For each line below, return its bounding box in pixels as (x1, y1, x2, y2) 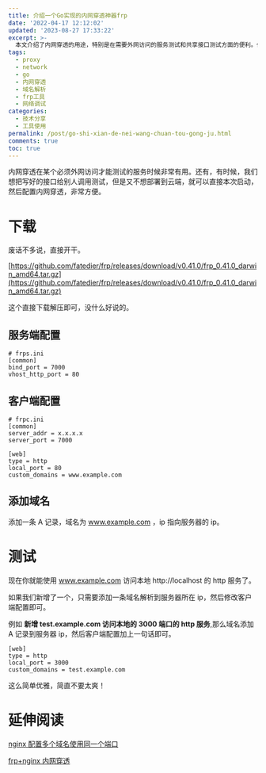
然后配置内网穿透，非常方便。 (8, 187, 105, 197)
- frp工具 (15, 93, 45, 101)
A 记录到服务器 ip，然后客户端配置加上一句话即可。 (8, 629, 176, 638)
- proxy (15, 56, 41, 64)
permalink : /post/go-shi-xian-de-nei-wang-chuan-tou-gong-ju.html (8, 129, 232, 137)
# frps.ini (8, 350, 44, 358)
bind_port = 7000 (8, 364, 66, 372)
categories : (8, 108, 47, 116)
